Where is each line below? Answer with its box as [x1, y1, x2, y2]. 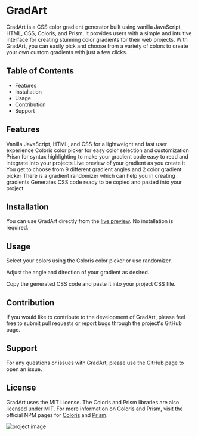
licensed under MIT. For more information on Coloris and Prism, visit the [6, 405, 183, 412]
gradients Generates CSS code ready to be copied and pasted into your [6, 178, 182, 185]
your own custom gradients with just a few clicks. [6, 48, 128, 55]
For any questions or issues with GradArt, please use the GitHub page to [6, 359, 184, 366]
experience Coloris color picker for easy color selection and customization [6, 147, 189, 154]
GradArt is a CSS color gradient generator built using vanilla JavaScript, [6, 23, 182, 30]
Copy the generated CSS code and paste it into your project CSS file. [6, 280, 176, 287]
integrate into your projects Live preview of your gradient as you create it [6, 159, 185, 166]
